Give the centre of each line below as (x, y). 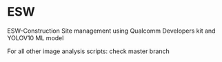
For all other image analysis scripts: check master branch (89, 51)
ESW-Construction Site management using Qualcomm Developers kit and (111, 31)
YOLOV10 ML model (36, 37)
